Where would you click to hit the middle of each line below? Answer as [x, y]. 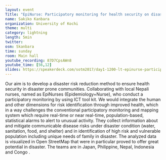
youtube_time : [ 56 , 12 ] [28, 65]
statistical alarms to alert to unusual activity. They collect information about [82, 120]
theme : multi [19, 28]
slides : [13, 70]
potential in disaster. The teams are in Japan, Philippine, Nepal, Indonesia [80, 147]
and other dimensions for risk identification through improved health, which [82, 105]
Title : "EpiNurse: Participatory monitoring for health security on [77, 14]
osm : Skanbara [20, 47]
